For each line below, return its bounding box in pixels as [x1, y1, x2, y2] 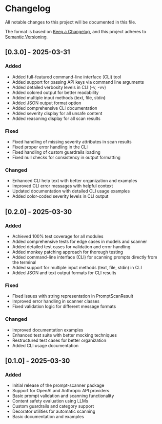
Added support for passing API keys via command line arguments [12, 79, 144, 85]
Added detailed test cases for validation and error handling [12, 243, 131, 250]
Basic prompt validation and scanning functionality [12, 393, 114, 399]
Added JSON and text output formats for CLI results [12, 270, 117, 276]
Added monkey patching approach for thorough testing [12, 249, 123, 255]
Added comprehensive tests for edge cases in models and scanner [12, 238, 147, 244]
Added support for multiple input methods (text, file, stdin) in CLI [12, 264, 142, 270]
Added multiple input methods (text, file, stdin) [12, 94, 106, 100]
